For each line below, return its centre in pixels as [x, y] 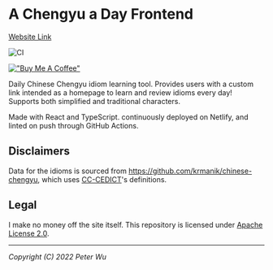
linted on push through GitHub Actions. [74, 125]
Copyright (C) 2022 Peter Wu [58, 256]
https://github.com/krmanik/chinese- [191, 171]
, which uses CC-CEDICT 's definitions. [102, 179]
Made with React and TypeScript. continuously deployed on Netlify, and [128, 117]
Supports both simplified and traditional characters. [95, 101]
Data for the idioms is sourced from [68, 171]
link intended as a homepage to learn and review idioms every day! [121, 92]
